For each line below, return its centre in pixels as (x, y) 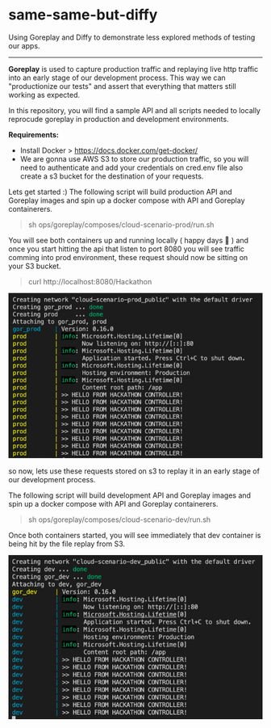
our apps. (24, 45)
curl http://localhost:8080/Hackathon (90, 281)
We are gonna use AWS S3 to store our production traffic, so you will (134, 158)
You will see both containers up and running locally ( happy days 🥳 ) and (128, 240)
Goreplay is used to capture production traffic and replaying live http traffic (133, 69)
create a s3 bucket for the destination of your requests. (112, 176)
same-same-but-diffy (83, 15)
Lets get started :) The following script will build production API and (120, 191)
